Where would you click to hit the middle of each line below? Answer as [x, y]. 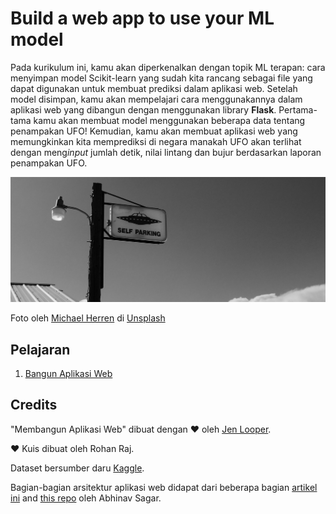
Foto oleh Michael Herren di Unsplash [88, 318]
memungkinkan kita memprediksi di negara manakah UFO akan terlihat [156, 141]
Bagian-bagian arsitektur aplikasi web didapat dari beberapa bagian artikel [164, 487]
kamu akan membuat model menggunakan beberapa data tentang [169, 120]
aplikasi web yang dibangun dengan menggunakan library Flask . [143, 109]
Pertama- [298, 109]
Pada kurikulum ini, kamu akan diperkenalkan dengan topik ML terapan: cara [168, 67]
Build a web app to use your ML [142, 18]
